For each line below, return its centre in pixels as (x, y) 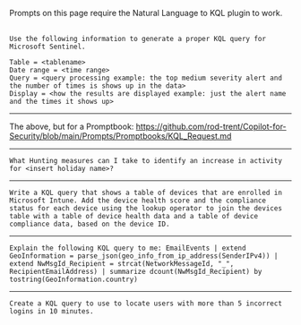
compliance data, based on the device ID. (90, 224)
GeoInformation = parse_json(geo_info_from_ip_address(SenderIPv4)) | (144, 256)
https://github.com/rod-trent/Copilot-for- (211, 126)
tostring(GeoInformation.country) (74, 279)
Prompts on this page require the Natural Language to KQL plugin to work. (146, 13)
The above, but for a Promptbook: (72, 126)
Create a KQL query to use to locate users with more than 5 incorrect (146, 304)
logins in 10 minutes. (52, 312)
